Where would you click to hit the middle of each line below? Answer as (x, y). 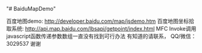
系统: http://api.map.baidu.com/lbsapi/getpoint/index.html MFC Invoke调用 (104, 29)
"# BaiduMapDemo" (31, 9)
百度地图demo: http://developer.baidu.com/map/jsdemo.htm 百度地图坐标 (98, 21)
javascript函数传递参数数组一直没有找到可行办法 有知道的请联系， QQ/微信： (101, 36)
